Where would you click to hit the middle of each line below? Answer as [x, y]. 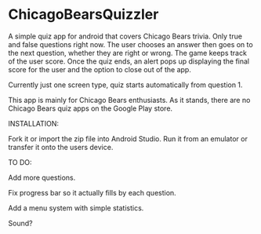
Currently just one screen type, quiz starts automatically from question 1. [125, 85]
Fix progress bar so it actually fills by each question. [92, 192]
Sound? [20, 223]
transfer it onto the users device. [61, 147]
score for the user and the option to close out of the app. [100, 69]
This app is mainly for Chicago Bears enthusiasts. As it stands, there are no [129, 100]
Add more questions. [42, 177]
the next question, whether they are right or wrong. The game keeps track [127, 53]
